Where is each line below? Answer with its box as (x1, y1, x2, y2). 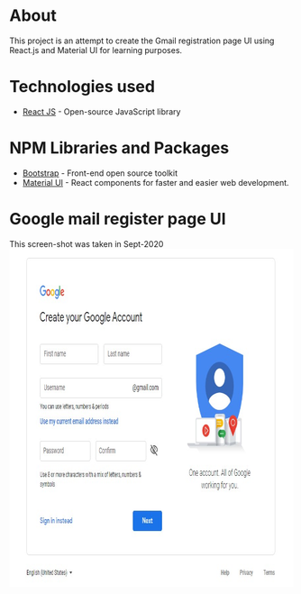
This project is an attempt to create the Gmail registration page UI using (9, 35, 275, 46)
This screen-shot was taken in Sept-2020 (9, 238, 164, 249)
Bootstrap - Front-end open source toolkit (22, 168, 178, 178)
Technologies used (9, 77, 156, 97)
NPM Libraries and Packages (9, 138, 230, 159)
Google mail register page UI (9, 209, 227, 229)
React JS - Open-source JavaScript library (22, 105, 181, 117)
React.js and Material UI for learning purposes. (9, 44, 183, 55)
